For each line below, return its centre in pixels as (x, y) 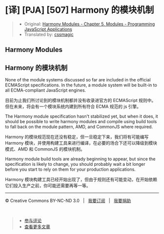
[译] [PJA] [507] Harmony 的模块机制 (80, 10)
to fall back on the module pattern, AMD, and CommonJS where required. (79, 127)
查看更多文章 (37, 227)
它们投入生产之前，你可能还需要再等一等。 (48, 186)
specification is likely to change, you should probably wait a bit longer (75, 164)
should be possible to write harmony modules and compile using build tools (81, 122)
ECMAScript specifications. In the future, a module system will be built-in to (81, 85)
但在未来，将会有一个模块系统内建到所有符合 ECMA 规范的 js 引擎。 (73, 106)
